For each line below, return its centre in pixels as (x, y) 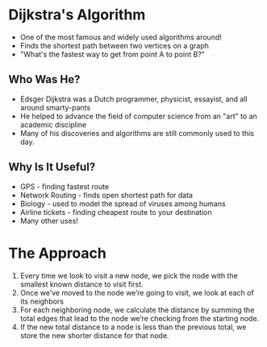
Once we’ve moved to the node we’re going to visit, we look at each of (137, 292)
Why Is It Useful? (52, 167)
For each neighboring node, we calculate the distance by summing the (137, 310)
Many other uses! (49, 221)
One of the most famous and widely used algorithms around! (121, 37)
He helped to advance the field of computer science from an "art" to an (139, 116)
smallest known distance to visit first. (81, 284)
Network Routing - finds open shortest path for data (106, 195)
